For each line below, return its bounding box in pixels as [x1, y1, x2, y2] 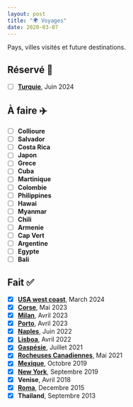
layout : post [7, 10, 46, 18]
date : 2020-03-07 [7, 23, 59, 31]
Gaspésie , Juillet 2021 [17, 343, 83, 352]
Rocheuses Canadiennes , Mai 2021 [17, 351, 123, 359]
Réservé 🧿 [7, 63, 53, 75]
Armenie [17, 223, 45, 232]
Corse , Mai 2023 [17, 303, 67, 311]
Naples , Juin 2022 [17, 327, 72, 336]
